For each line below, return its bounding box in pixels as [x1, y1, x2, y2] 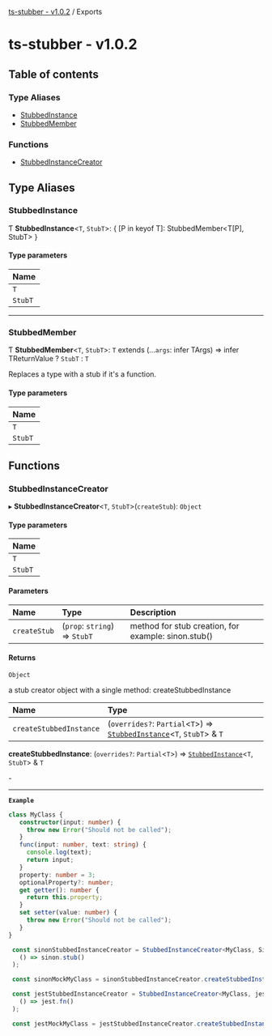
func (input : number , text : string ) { [19, 841, 147, 849]
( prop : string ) [62, 620, 115, 631]
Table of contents [8, 67, 99, 81]
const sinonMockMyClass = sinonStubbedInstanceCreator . [11, 975, 205, 983]
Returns [8, 653, 36, 663]
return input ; [26, 856, 74, 864]
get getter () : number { [19, 886, 100, 894]
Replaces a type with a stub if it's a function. [8, 369, 156, 379]
